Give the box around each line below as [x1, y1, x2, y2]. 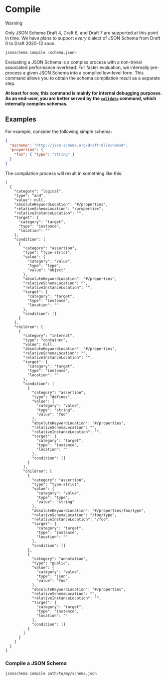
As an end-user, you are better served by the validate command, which [5, 95, 156, 101]
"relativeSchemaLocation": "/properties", [14, 206, 104, 211]
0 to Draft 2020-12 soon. [5, 40, 56, 46]
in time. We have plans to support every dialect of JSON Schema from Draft [5, 35, 161, 41]
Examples [5, 115, 36, 123]
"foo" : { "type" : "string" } [14, 152, 75, 157]
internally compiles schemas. [5, 100, 68, 106]
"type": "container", [23, 337, 68, 342]
